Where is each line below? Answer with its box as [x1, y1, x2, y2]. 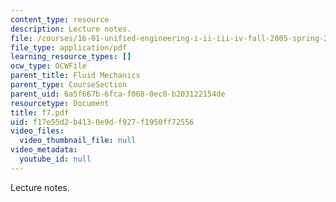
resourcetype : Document [10, 98, 110, 108]
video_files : [10, 126, 65, 136]
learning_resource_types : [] [10, 52, 132, 62]
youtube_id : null [19, 154, 92, 164]
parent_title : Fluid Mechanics [10, 71, 141, 81]
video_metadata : [10, 145, 78, 155]
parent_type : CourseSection [10, 80, 128, 90]
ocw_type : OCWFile [10, 61, 87, 71]
